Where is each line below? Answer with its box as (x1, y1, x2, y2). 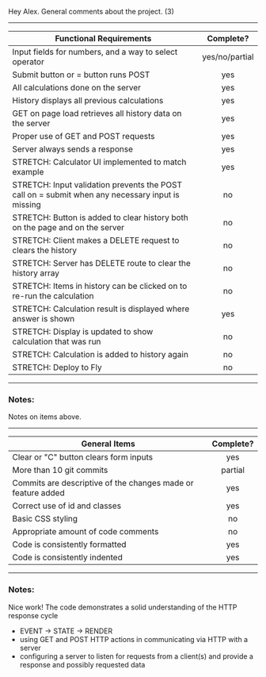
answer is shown (12, 313, 75, 324)
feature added (12, 487, 65, 498)
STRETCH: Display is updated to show (12, 326, 154, 337)
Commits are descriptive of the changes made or (12, 478, 194, 489)
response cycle (8, 610, 59, 620)
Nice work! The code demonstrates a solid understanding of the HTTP (8, 602, 237, 612)
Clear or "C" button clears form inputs (12, 452, 154, 463)
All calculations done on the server (12, 83, 141, 93)
